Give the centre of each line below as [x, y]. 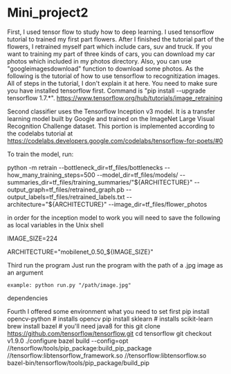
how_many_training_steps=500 [51, 175]
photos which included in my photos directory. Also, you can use [99, 61]
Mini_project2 [48, 13]
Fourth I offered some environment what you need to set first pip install [108, 311]
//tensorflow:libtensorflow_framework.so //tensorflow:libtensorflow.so [107, 355]
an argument [25, 272]
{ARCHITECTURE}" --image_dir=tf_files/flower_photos [130, 204]
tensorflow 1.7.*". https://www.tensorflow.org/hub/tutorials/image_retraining [115, 97]
